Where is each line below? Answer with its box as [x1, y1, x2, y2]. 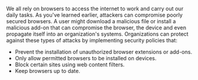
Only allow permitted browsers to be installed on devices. [14, 55, 157, 61]
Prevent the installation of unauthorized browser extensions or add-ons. [14, 48, 193, 56]
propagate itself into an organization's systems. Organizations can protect [6, 30, 188, 38]
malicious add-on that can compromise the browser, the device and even [6, 24, 187, 31]
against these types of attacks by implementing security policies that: [6, 37, 178, 44]
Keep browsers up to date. [14, 67, 81, 74]
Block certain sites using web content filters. [14, 61, 125, 68]
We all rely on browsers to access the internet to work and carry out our [6, 5, 184, 12]
